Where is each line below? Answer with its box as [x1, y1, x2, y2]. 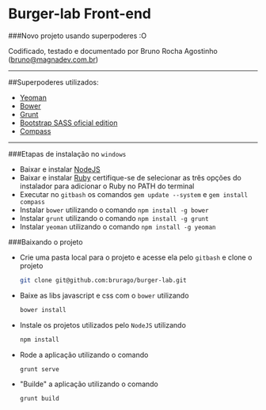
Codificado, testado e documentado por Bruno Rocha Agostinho [8, 46, 218, 55]
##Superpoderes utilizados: [8, 77, 99, 87]
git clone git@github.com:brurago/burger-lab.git [19, 276, 188, 284]
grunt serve [19, 365, 59, 373]
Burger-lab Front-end [8, 5, 152, 23]
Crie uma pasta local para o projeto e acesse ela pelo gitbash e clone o [19, 252, 253, 262]
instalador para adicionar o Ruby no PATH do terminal [19, 181, 195, 191]
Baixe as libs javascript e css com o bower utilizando [19, 290, 189, 300]
